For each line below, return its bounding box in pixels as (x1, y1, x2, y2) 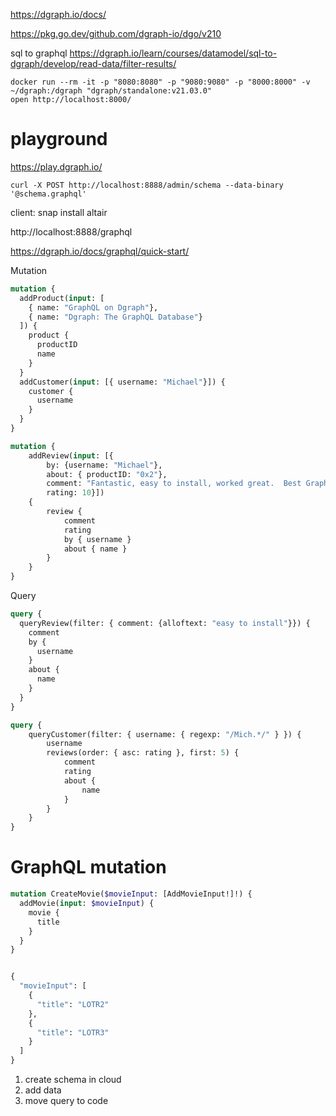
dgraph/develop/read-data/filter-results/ (10, 58, 177, 69)
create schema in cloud (24, 1074, 122, 1085)
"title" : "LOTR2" (36, 999, 110, 1009)
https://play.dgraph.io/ (10, 160, 103, 173)
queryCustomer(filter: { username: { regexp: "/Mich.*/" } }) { (28, 729, 302, 739)
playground (10, 128, 108, 151)
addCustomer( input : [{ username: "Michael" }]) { (19, 377, 226, 387)
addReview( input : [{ (28, 450, 114, 461)
